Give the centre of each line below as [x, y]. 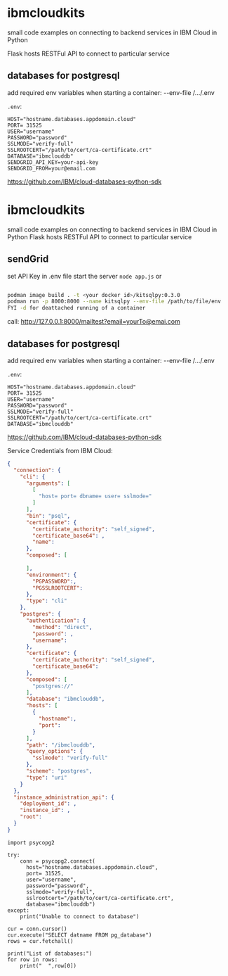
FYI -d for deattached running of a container [76, 308]
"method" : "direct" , [62, 627]
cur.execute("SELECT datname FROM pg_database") [80, 935]
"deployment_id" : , [48, 804]
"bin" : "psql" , [48, 516]
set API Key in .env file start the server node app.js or [85, 276]
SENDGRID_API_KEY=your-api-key [53, 162]
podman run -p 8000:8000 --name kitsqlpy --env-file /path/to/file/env [114, 302]
